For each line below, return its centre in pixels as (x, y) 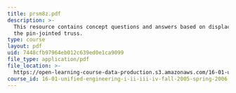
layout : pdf (25, 46)
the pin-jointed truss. (48, 33)
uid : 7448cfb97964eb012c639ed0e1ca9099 (66, 53)
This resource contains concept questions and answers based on (110, 27)
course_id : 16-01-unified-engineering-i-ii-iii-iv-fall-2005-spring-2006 (118, 79)
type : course (26, 40)
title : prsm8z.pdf (34, 14)
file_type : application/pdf (48, 59)
